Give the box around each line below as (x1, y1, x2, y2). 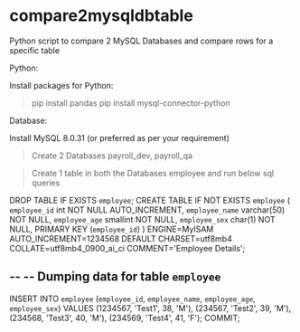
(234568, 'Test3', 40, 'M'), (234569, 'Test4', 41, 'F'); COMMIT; (9, 312, 241, 323)
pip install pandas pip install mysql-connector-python (31, 97, 230, 109)
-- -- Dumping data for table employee (9, 269, 221, 285)
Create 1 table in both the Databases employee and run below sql (31, 167, 274, 178)
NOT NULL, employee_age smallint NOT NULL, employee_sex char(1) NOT (9, 213, 276, 224)
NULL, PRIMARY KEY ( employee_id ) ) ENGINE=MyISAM (9, 223, 214, 234)
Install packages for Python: (9, 80, 114, 90)
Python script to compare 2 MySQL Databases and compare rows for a (9, 35, 274, 46)
